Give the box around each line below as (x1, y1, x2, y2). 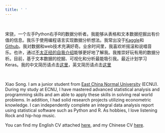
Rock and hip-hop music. (5, 112, 56, 118)
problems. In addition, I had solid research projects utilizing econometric (5, 97, 151, 102)
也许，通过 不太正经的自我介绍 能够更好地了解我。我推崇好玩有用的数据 (13, 49, 156, 55)
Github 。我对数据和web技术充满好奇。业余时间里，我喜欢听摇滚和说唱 (5, 43, 148, 49)
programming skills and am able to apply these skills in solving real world (5, 92, 153, 98)
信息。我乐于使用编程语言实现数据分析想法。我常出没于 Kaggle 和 (13, 37, 144, 43)
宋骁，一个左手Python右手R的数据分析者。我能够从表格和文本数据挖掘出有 (5, 31, 156, 37)
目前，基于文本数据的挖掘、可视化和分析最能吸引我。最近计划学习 (13, 55, 147, 62)
